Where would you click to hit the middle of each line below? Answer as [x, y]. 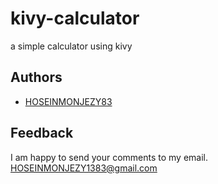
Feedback [42, 133]
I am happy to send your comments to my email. [109, 157]
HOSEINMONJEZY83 [68, 101]
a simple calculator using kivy [71, 46]
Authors [36, 77]
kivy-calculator [75, 18]
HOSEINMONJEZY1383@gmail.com [84, 168]
